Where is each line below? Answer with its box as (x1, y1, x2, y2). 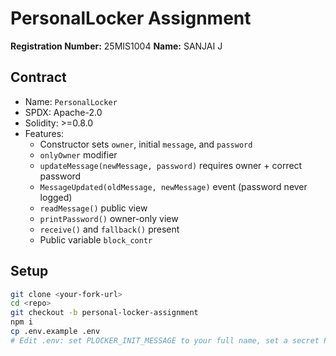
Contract (10, 69, 67, 86)
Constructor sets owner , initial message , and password (39, 138, 253, 150)
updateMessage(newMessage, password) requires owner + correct (39, 159, 303, 171)
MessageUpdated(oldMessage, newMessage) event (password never (39, 180, 308, 192)
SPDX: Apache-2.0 (24, 106, 103, 118)
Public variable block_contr (39, 233, 153, 246)
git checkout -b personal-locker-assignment (10, 308, 199, 318)
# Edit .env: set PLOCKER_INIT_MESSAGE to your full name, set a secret (10, 335, 320, 346)
